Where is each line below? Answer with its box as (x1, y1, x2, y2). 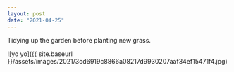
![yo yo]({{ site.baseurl (7, 50, 73, 58)
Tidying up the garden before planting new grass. (7, 36, 152, 44)
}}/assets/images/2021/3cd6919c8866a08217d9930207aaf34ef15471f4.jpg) (7, 57, 228, 65)
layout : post (7, 10, 46, 17)
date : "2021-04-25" (7, 17, 65, 24)
